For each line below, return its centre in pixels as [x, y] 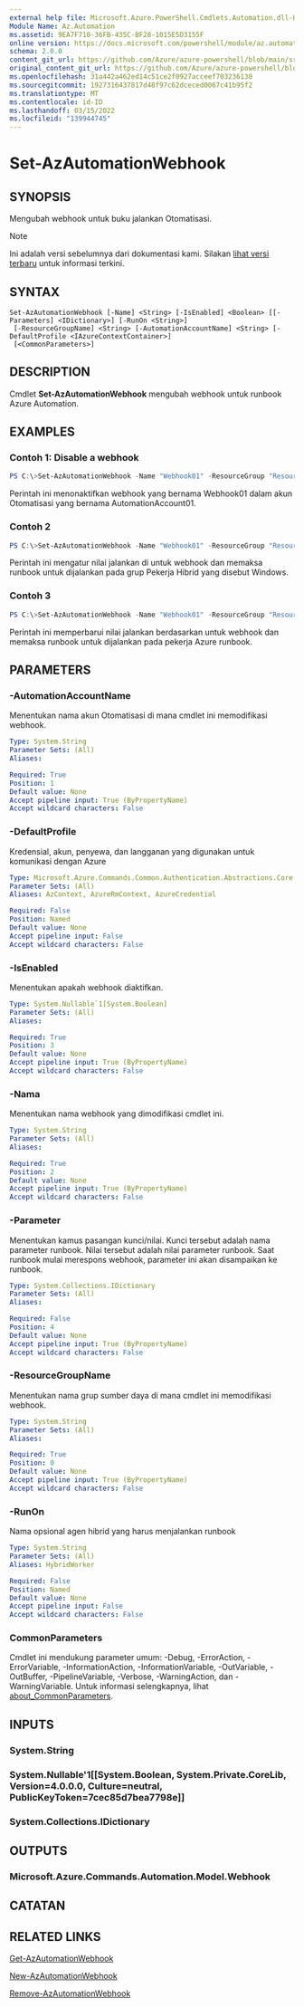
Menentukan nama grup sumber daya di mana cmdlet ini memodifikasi [140, 1395]
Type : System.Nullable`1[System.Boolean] [89, 1004]
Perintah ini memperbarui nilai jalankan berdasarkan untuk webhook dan [144, 632]
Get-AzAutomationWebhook [62, 1959]
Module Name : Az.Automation [62, 26]
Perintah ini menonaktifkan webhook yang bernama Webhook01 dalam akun [151, 493]
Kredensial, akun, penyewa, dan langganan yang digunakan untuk [132, 851]
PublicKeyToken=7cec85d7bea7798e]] [97, 1797]
